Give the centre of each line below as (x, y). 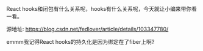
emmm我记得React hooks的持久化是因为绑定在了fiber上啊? (80, 42)
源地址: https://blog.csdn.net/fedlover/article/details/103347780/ (87, 29)
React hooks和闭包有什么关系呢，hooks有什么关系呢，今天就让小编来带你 (99, 9)
